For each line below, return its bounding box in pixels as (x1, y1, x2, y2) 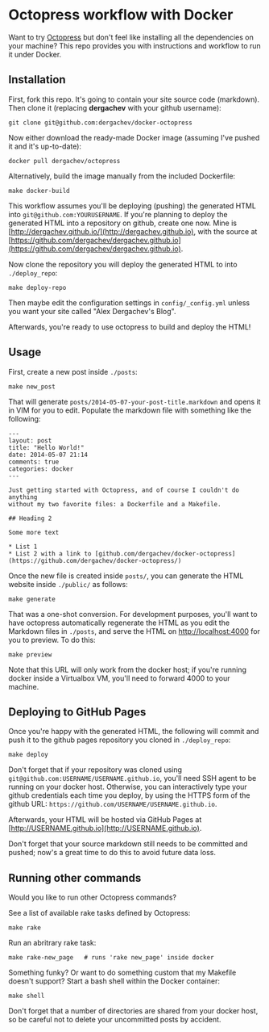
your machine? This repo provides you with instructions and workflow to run (8, 40, 262, 50)
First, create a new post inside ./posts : (8, 367, 139, 376)
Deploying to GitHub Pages (8, 705, 147, 719)
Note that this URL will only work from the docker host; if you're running (8, 665, 247, 674)
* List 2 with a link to (8, 549, 92, 558)
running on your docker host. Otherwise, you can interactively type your (8, 782, 247, 792)
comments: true (8, 458, 60, 466)
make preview (8, 650, 52, 659)
